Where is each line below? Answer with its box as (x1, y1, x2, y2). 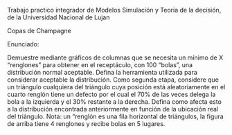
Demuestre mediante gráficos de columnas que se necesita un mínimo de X (7, 53, 224, 62)
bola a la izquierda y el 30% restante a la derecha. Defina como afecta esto (7, 98, 222, 106)
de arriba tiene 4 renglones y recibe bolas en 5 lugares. (7, 120, 166, 127)
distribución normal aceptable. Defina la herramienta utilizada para (7, 69, 197, 76)
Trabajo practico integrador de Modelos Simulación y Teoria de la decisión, (7, 6, 222, 14)
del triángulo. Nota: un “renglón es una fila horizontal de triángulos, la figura (7, 112, 224, 120)
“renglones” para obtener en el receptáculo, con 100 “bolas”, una (7, 61, 193, 69)
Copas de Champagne (7, 27, 71, 35)
